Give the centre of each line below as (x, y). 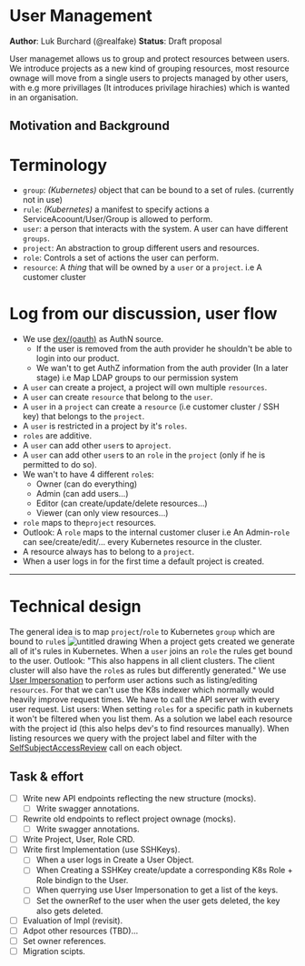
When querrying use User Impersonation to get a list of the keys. (157, 890)
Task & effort (47, 776)
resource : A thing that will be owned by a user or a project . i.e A (142, 267)
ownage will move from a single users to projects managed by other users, (149, 77)
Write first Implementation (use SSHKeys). (101, 850)
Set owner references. (64, 941)
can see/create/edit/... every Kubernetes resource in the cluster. (142, 542)
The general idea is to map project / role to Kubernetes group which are (142, 632)
